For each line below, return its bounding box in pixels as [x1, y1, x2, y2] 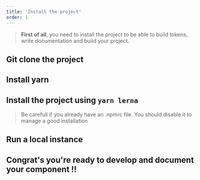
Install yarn [6, 75, 49, 85]
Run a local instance [6, 135, 83, 145]
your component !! [6, 164, 77, 174]
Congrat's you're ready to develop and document [6, 155, 195, 165]
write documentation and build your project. [20, 37, 130, 44]
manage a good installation [20, 117, 88, 124]
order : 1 [6, 14, 28, 20]
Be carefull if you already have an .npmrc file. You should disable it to [20, 111, 192, 118]
